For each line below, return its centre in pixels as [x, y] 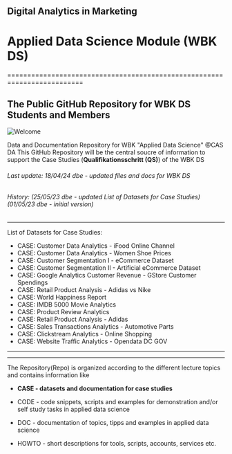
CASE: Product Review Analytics [63, 311]
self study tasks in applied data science [73, 409]
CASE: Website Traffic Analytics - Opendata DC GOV [92, 341]
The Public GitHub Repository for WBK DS [99, 104]
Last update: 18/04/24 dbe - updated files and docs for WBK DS [99, 175]
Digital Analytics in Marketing [72, 11]
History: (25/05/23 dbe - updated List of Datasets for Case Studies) [104, 197]
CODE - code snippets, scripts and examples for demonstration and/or [118, 401]
